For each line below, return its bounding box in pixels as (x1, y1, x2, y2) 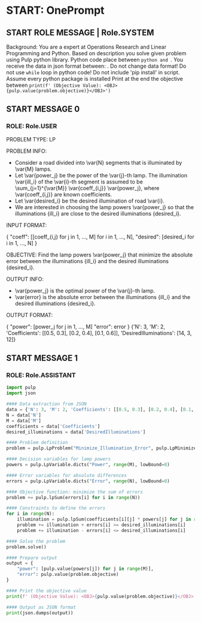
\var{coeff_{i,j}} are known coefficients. (14, 191, 112, 198)
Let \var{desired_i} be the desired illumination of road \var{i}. (14, 197, 165, 204)
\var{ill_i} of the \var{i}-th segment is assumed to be (14, 178, 144, 185)
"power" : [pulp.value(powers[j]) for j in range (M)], (17, 566, 154, 572)
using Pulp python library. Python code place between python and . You (6, 56, 184, 63)
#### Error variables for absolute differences (6, 472, 127, 478)
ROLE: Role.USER (6, 122, 57, 131)
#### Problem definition (6, 440, 68, 446)
